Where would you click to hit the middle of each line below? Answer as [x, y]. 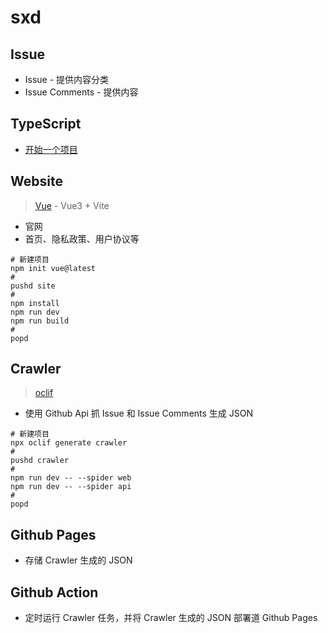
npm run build [40, 321]
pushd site [33, 286]
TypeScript [46, 124]
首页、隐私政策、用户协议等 [82, 238]
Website [36, 181]
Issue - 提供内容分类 [67, 79]
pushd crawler [40, 461]
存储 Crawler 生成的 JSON [78, 560]
